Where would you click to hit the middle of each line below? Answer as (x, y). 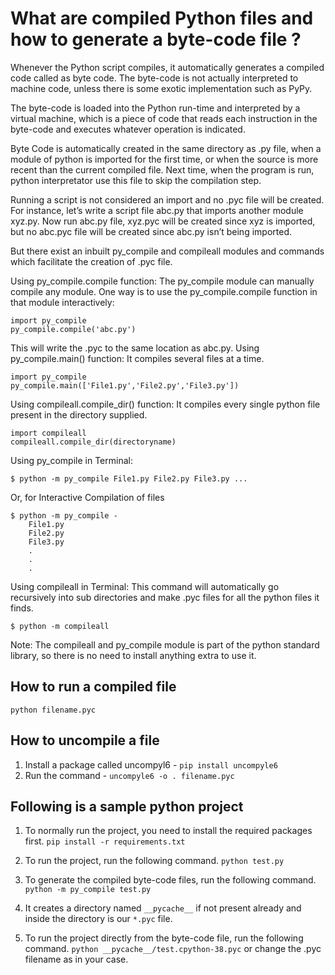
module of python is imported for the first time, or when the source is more (164, 159)
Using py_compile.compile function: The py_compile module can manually (162, 281)
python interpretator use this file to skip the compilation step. (136, 180)
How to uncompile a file (85, 740)
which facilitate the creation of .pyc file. (91, 261)
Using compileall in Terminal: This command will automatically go (145, 586)
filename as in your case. (76, 959)
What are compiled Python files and (162, 18)
